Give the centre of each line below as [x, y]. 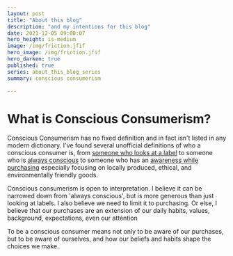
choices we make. [33, 246]
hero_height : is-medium [42, 40]
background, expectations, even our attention [72, 218]
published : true [31, 65]
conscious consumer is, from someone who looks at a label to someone [110, 153]
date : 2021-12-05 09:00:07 [46, 33]
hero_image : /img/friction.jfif [54, 53]
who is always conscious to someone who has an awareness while [103, 160]
